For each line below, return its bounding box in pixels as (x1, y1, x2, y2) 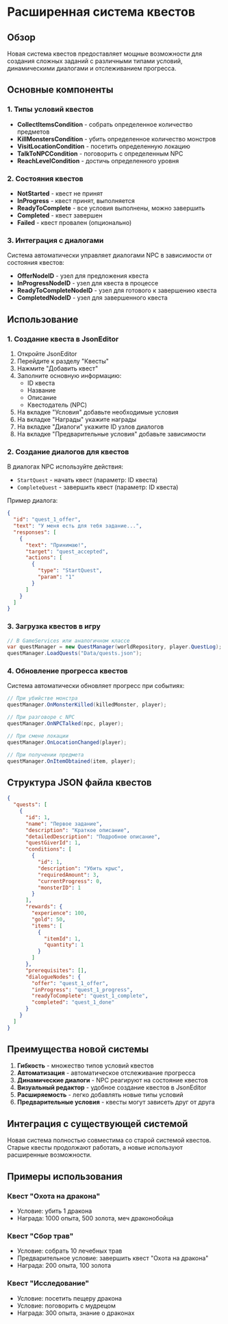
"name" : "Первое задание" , (25, 820, 103, 827)
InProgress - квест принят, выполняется (16, 196, 135, 204)
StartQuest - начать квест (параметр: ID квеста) (16, 476, 158, 484)
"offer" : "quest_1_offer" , (31, 980, 109, 986)
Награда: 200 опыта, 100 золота (16, 1262, 112, 1270)
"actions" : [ (25, 554, 63, 561)
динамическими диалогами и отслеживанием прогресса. (7, 64, 177, 72)
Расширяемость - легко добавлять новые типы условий (16, 1091, 183, 1099)
